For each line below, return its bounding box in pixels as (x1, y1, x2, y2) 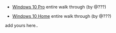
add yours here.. (5, 22, 38, 28)
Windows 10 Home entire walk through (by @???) (12, 13, 112, 19)
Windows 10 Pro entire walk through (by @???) (12, 4, 107, 10)
